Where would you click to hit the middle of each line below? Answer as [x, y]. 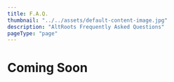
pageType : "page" [33, 33]
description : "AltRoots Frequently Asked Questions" [86, 27]
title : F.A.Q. [28, 14]
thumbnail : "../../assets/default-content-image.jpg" [88, 20]
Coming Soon [47, 68]
